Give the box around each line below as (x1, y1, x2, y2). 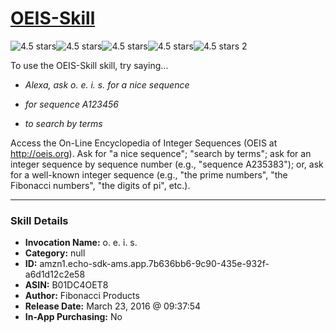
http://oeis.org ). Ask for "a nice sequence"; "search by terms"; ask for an (10, 147, 312, 159)
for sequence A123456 (24, 98, 119, 110)
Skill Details (10, 213, 69, 227)
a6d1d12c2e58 (24, 268, 86, 281)
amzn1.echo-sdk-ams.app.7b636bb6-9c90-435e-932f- (39, 258, 270, 270)
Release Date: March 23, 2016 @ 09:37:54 (24, 300, 202, 312)
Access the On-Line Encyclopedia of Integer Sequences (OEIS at (10, 137, 278, 149)
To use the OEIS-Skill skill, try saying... (10, 59, 169, 71)
